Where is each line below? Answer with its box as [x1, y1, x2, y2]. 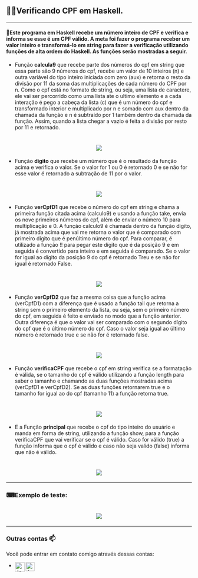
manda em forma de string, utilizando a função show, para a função [14, 429, 180, 437]
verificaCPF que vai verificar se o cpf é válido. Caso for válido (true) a [14, 436, 184, 443]
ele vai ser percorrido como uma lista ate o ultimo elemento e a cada [14, 93, 181, 100]
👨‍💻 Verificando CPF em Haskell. [6, 6, 124, 16]
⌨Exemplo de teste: [6, 491, 68, 499]
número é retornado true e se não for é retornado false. [14, 331, 149, 338]
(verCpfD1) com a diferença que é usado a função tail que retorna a [14, 299, 179, 307]
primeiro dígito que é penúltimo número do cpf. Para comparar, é [14, 234, 173, 242]
